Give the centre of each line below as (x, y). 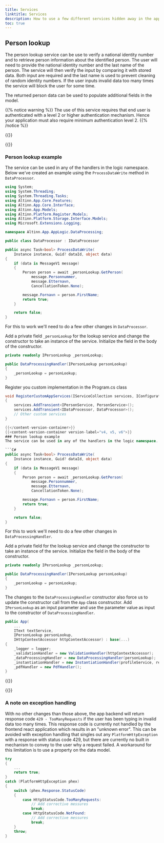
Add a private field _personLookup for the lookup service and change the (77, 336)
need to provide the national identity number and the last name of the (75, 65)
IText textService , (34, 631)
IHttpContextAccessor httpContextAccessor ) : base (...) (72, 640)
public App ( (17, 621)
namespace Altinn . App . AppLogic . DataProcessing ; (54, 232)
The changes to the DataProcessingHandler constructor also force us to (76, 597)
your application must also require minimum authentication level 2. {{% (76, 121)
